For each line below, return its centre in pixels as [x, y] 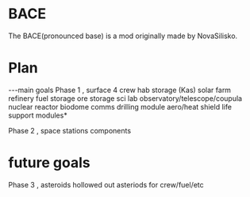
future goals [49, 163]
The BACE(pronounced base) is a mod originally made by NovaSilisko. [123, 36]
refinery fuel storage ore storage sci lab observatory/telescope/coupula [125, 98]
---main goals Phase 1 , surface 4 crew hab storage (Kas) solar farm [120, 90]
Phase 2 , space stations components [70, 130]
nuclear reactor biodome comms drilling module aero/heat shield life [120, 106]
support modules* [38, 115]
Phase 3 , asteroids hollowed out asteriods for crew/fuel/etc [106, 184]
